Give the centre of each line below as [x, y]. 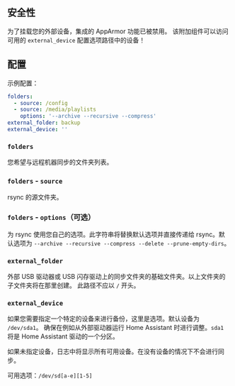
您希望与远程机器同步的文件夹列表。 [60, 162]
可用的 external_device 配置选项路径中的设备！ [76, 40]
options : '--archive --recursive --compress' [88, 116]
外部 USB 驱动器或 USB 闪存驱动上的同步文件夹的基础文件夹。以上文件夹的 [116, 277]
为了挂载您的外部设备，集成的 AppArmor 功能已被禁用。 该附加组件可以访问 [118, 31]
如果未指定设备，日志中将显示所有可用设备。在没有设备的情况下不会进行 [113, 352]
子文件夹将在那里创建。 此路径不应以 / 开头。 [74, 285]
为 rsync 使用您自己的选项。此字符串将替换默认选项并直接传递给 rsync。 [113, 234]
